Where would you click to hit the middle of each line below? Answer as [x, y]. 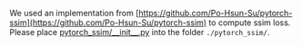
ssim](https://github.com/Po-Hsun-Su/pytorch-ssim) [108, 23]
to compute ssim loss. [250, 23]
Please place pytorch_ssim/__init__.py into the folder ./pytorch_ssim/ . [140, 32]
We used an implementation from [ [74, 13]
